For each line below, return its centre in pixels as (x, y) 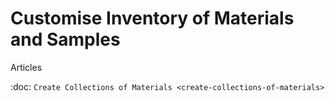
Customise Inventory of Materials (152, 18)
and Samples (65, 39)
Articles (26, 67)
